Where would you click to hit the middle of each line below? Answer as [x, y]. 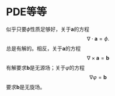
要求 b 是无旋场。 [26, 87]
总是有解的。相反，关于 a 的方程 [43, 48]
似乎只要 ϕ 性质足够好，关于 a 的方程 [48, 29]
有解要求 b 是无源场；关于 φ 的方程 [45, 67]
